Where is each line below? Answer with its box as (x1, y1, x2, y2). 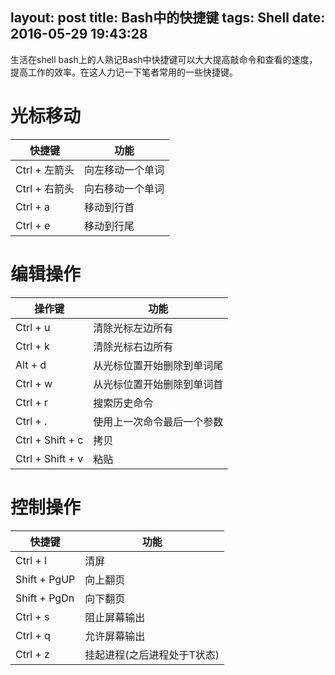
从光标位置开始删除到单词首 (93, 377, 224, 391)
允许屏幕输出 (84, 629, 146, 643)
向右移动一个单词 (84, 181, 165, 195)
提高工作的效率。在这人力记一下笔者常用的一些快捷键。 (10, 66, 238, 78)
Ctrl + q (15, 628, 51, 642)
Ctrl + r (15, 395, 49, 409)
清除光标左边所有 (93, 321, 174, 335)
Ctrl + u (15, 320, 51, 334)
